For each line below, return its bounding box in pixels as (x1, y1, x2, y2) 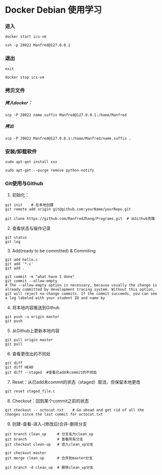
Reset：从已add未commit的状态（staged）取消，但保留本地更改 (12, 379, 141, 385)
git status (5, 235, 27, 240)
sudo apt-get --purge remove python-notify (5, 168, 95, 173)
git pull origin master (5, 337, 53, 343)
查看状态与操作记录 (12, 226, 51, 231)
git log (5, 239, 21, 245)
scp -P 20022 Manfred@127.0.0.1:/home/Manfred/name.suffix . (5, 136, 131, 141)
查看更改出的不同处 (12, 351, 51, 357)
